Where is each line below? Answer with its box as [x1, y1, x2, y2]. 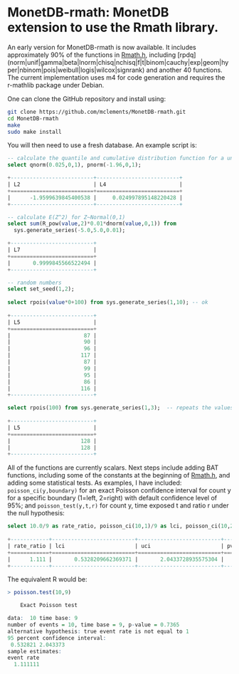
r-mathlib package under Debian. [7, 80, 105, 89]
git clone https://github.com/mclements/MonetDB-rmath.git [7, 108, 186, 115]
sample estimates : [7, 648, 62, 655]
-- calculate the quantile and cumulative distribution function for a [7, 154, 224, 162]
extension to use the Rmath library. [7, 19, 219, 36]
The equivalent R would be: [7, 575, 87, 584]
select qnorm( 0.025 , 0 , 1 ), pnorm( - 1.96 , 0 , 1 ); [7, 162, 142, 169]
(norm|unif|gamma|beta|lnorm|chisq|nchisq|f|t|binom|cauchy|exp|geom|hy [7, 58, 229, 66]
